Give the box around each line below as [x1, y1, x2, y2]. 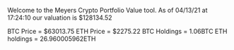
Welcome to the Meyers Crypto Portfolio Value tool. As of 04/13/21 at [7, 6, 208, 14]
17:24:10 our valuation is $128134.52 [7, 13, 112, 22]
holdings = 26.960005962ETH [7, 35, 97, 43]
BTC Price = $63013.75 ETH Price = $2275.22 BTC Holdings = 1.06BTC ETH [7, 27, 228, 35]
